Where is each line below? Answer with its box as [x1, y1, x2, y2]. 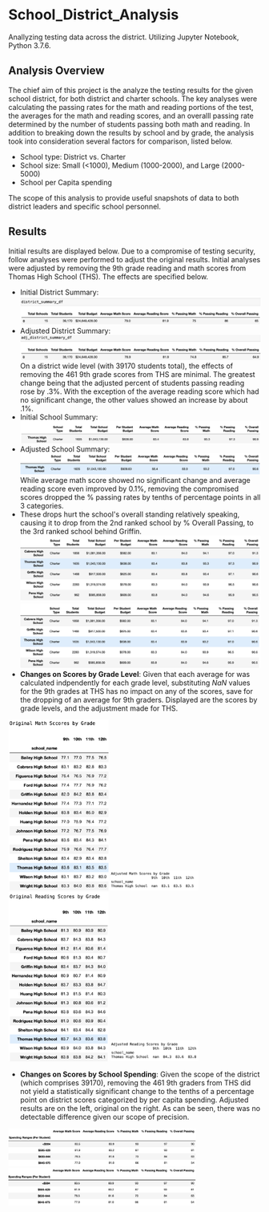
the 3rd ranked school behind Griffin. [19, 526, 143, 536]
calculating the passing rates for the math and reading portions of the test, [8, 102, 254, 111]
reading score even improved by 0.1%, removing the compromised [19, 484, 239, 493]
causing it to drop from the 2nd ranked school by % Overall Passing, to [19, 517, 254, 527]
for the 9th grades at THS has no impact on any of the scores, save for [19, 686, 254, 695]
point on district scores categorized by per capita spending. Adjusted [19, 1095, 249, 1105]
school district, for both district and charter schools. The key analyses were [8, 94, 258, 103]
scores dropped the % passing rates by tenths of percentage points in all [19, 492, 261, 502]
